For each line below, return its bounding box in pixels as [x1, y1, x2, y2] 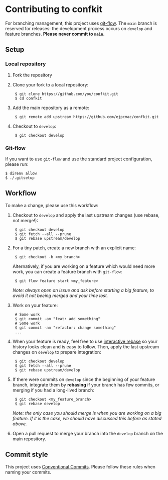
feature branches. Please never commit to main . [5, 31, 105, 37]
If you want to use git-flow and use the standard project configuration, [5, 156, 152, 162]
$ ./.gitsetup [5, 175, 35, 180]
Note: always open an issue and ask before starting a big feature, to [12, 287, 154, 293]
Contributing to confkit [5, 4, 103, 15]
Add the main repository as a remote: [12, 105, 89, 111]
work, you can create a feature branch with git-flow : [12, 268, 122, 274]
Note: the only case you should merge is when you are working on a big [12, 410, 161, 416]
